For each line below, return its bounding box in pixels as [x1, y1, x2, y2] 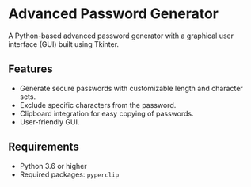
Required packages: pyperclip [19, 170, 120, 179]
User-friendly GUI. [19, 116, 80, 127]
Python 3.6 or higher [19, 161, 87, 170]
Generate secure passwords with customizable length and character [19, 83, 243, 93]
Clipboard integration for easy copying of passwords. [19, 109, 194, 118]
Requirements [8, 140, 79, 154]
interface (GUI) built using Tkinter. [8, 39, 120, 48]
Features [8, 63, 53, 76]
